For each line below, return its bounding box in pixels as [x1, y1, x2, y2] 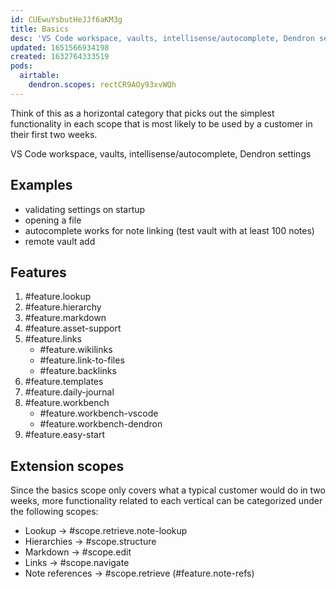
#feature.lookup [24, 291, 92, 303]
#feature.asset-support [24, 322, 122, 335]
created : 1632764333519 [10, 52, 110, 62]
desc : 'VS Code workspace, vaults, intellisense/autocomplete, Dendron [10, 33, 315, 43]
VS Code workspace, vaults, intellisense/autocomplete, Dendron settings [10, 147, 312, 160]
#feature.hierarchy [24, 301, 102, 313]
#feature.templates [24, 376, 104, 388]
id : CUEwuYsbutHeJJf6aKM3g [10, 14, 123, 25]
